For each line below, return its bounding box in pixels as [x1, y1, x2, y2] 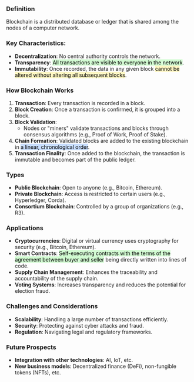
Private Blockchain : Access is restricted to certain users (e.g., [14, 191, 166, 198]
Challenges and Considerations [6, 302, 98, 311]
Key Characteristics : [6, 39, 66, 47]
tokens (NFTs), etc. [14, 369, 61, 376]
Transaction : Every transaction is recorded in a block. [14, 99, 146, 106]
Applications [6, 224, 44, 232]
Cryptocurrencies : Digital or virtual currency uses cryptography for [14, 237, 179, 244]
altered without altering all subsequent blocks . [14, 71, 127, 79]
